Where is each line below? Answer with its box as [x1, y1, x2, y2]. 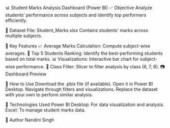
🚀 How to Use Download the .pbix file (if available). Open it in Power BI [5, 81, 153, 87]
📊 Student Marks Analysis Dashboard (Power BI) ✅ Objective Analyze [5, 5, 153, 11]
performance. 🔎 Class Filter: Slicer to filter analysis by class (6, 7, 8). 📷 [16, 64, 165, 69]
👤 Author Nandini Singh [5, 117, 54, 123]
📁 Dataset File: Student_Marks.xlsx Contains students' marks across [5, 28, 149, 33]
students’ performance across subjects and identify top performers [5, 12, 147, 18]
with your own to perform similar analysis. [5, 92, 93, 97]
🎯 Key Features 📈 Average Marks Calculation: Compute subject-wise [5, 43, 151, 49]
